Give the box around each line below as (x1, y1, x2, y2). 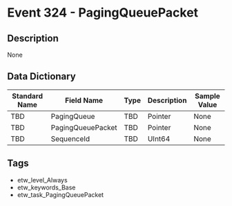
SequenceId (50, 133, 90, 143)
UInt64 (147, 133, 171, 143)
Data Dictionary (7, 71, 76, 82)
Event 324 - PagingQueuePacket (7, 5, 199, 21)
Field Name (65, 95, 104, 105)
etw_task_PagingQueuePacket (17, 190, 104, 198)
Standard (11, 91, 43, 101)
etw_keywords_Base (17, 183, 76, 191)
